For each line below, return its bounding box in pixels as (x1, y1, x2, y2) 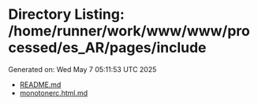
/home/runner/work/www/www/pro (8, 22, 250, 40)
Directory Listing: (8, 5, 125, 24)
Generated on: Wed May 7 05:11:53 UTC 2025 (8, 64, 157, 74)
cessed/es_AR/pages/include (8, 39, 207, 56)
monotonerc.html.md (19, 88, 88, 97)
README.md (19, 80, 62, 89)
